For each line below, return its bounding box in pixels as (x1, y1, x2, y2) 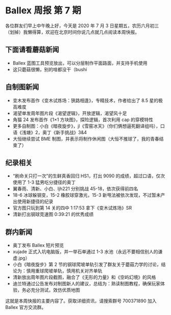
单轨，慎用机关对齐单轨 (53, 268, 103, 274)
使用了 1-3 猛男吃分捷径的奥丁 (12, 179, 76, 186)
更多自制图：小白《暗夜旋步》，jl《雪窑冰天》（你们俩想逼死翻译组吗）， (12, 123, 161, 129)
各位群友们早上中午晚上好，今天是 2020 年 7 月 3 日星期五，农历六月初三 (5, 22, 159, 29)
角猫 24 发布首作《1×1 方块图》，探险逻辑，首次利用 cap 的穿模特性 (12, 116, 154, 123)
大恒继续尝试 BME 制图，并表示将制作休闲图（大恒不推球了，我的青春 (12, 136, 159, 142)
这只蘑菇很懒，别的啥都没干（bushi (12, 66, 87, 72)
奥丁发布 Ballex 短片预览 (12, 242, 64, 249)
